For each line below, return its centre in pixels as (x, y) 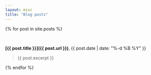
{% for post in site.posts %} (34, 28)
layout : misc (19, 10)
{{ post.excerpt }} (36, 57)
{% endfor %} (20, 67)
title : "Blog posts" (27, 14)
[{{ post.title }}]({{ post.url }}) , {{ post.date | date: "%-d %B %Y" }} (76, 48)
